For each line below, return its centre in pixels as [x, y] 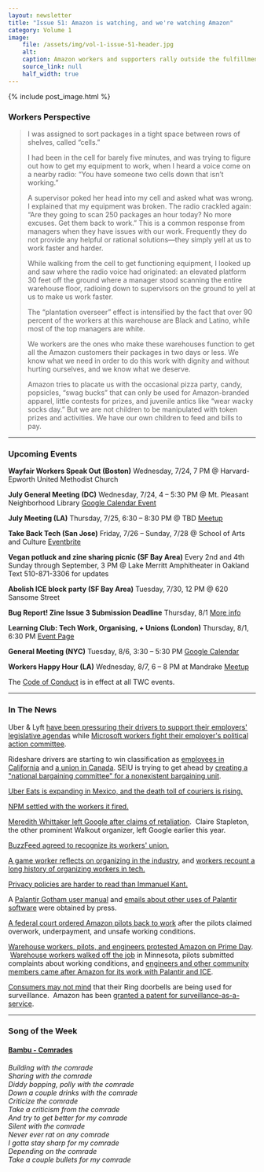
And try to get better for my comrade [68, 1118]
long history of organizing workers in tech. [77, 869]
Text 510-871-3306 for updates [59, 574]
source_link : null [52, 67]
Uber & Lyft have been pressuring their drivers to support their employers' [128, 727]
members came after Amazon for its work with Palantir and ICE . [111, 971]
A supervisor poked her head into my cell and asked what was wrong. [140, 198]
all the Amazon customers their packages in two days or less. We [133, 352]
